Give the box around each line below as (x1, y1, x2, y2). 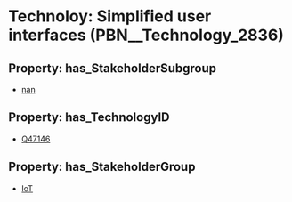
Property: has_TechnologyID (8, 109, 170, 125)
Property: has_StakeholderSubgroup (8, 61, 217, 76)
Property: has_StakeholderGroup (8, 159, 196, 174)
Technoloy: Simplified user (8, 6, 212, 27)
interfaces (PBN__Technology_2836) (8, 25, 284, 45)
